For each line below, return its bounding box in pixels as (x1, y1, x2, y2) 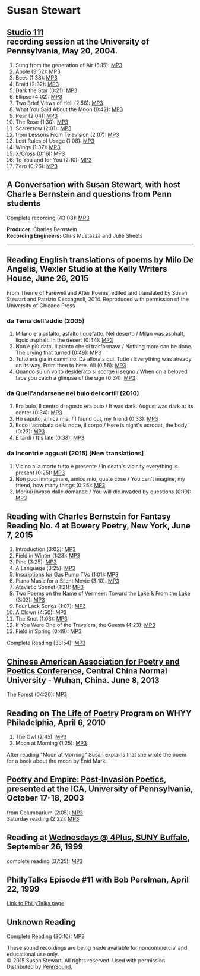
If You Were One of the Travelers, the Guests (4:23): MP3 (15, 622, 156, 629)
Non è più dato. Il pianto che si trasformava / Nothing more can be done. (15, 342, 192, 350)
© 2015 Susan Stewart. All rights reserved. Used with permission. (7, 957, 167, 964)
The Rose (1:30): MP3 (15, 118, 69, 125)
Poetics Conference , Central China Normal (7, 666, 168, 676)
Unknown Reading (7, 917, 76, 927)
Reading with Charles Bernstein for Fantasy (7, 511, 172, 521)
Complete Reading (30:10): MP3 (7, 933, 85, 940)
